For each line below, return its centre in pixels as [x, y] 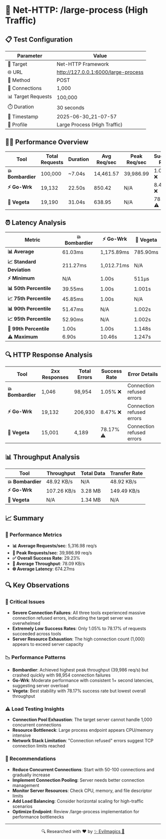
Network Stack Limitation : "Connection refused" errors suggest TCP [83, 741]
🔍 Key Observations [37, 585]
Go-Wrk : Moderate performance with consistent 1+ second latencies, [83, 680]
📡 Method [19, 80]
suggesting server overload [40, 685]
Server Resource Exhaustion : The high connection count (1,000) [78, 639]
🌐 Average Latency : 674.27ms [43, 569]
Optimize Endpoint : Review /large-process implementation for [76, 811]
